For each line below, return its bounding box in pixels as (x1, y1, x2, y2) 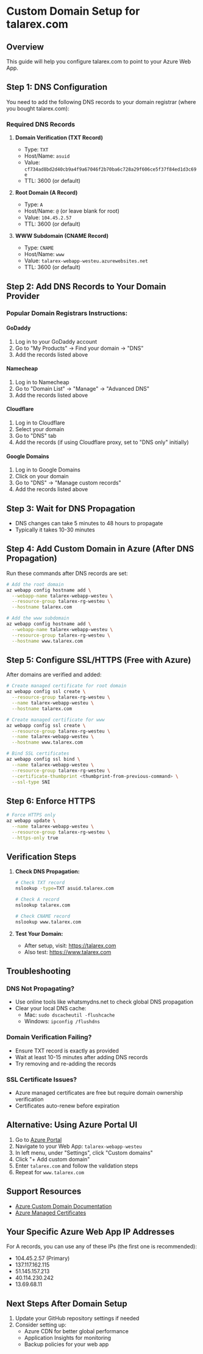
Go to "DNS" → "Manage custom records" (15, 479, 121, 487)
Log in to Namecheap (15, 378, 69, 386)
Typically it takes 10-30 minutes (15, 526, 96, 533)
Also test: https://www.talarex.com (24, 948, 112, 955)
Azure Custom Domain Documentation (15, 1202, 112, 1210)
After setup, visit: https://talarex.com (24, 942, 116, 949)
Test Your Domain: (15, 930, 63, 937)
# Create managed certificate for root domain (6, 683, 127, 689)
